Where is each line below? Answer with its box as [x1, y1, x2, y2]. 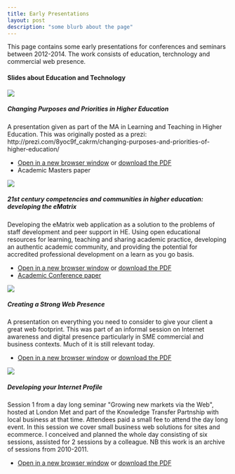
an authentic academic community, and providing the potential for [7, 243, 198, 251]
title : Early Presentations [7, 10, 90, 18]
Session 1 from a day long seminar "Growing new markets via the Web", [7, 400, 214, 409]
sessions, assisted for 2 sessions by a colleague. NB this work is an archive [7, 438, 226, 446]
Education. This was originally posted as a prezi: [7, 130, 147, 138]
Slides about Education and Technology [7, 73, 126, 81]
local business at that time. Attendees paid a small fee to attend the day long [7, 415, 228, 424]
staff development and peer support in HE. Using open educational [7, 227, 201, 236]
